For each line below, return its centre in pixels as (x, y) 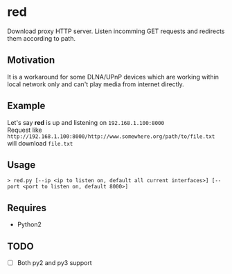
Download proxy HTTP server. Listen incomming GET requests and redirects (116, 31)
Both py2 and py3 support (54, 263)
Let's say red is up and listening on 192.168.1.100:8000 (86, 122)
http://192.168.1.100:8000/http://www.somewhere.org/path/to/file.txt (111, 136)
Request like (25, 130)
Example (26, 106)
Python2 (29, 224)
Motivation (31, 60)
